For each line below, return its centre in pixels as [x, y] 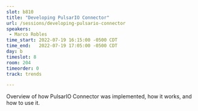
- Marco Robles [28, 35]
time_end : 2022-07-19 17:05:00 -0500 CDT [62, 46]
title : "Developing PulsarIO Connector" [58, 18]
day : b [15, 52]
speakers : [19, 29]
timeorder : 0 [23, 68]
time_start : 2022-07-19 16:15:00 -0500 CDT [62, 40]
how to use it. [23, 103]
